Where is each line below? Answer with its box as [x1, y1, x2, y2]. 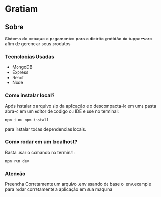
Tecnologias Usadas [5, 53, 54, 59]
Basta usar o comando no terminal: [5, 149, 75, 155]
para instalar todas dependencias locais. [5, 126, 87, 132]
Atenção [5, 170, 26, 177]
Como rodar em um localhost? [5, 138, 78, 145]
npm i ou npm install [5, 118, 49, 122]
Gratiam [5, 3, 38, 15]
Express [12, 69, 29, 75]
